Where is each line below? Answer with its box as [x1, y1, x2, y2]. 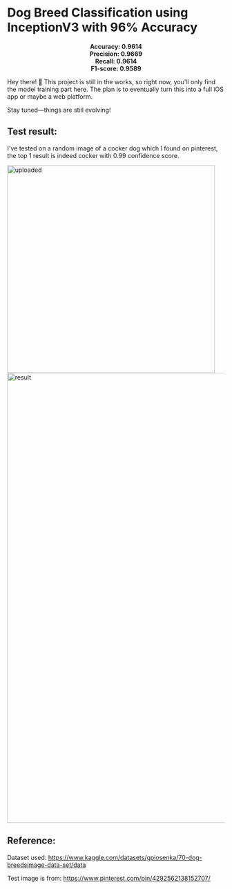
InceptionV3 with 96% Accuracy [7, 19, 198, 35]
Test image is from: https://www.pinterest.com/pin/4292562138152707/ [7, 874, 211, 882]
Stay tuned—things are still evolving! [7, 106, 111, 114]
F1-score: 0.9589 [90, 64, 142, 72]
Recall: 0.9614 [95, 57, 137, 65]
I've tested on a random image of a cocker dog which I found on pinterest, [7, 144, 218, 153]
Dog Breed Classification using [7, 5, 188, 21]
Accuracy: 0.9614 [89, 42, 143, 50]
